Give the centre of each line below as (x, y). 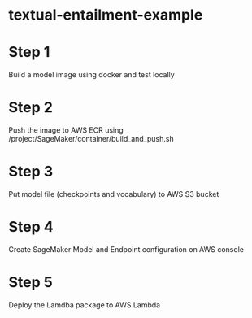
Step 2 (30, 108)
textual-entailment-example (106, 15)
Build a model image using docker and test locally (91, 75)
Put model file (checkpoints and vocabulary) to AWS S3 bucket (114, 194)
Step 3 (31, 172)
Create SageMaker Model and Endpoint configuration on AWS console (126, 249)
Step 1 (29, 52)
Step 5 (30, 283)
